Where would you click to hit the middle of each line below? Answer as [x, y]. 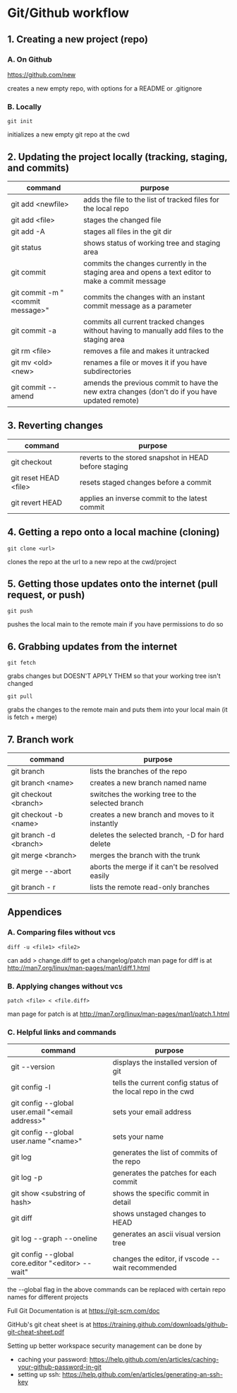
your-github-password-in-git [60, 1367]
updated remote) [111, 400]
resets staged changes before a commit [146, 482]
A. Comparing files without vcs [61, 932]
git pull [20, 696]
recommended [152, 1268]
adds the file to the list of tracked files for [152, 200]
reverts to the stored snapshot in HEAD [145, 457]
